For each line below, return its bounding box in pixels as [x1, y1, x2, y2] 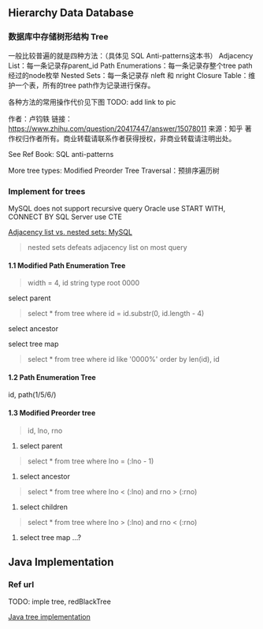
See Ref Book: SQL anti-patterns [8, 149, 114, 158]
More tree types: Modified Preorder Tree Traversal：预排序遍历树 [8, 166, 220, 175]
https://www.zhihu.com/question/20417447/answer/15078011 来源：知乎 [8, 124, 243, 133]
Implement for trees [8, 185, 86, 196]
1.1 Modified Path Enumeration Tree [8, 260, 126, 270]
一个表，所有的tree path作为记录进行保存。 [14, 80, 155, 90]
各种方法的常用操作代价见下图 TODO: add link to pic [8, 97, 176, 106]
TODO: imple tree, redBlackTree [8, 597, 112, 606]
